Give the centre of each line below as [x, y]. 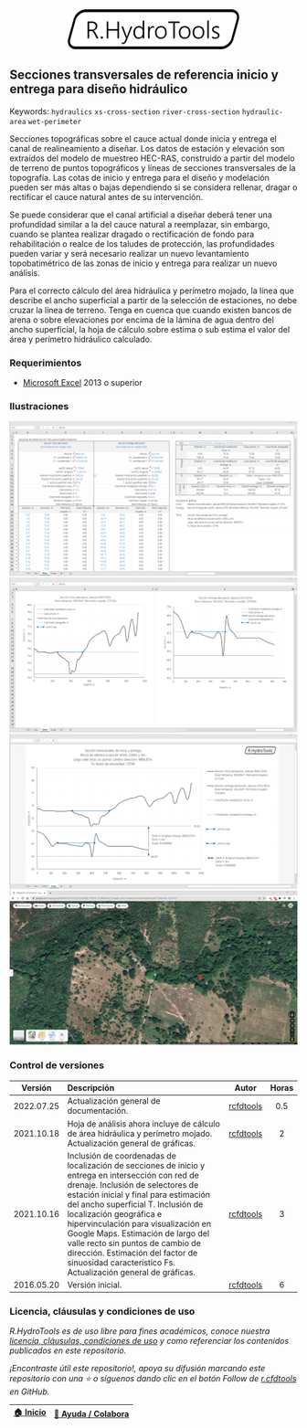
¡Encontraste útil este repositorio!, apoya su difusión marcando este [138, 1368]
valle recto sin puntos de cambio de [134, 1243]
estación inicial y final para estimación [139, 1194]
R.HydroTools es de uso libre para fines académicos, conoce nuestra [140, 1331]
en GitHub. [30, 1391]
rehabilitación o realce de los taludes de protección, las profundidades [142, 243]
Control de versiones [57, 1065]
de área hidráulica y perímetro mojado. [140, 1133]
